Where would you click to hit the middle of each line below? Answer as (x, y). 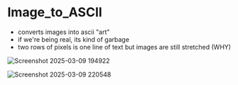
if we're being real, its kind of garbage (74, 39)
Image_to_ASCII (55, 12)
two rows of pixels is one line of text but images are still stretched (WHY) (124, 47)
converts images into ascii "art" (64, 32)
